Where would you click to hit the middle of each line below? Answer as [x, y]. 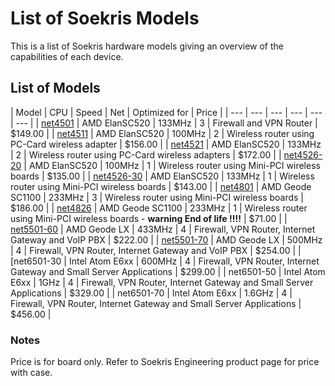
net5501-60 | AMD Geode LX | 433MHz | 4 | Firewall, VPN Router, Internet [163, 229]
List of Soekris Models [105, 18]
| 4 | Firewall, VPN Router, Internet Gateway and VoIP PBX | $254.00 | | [156, 250]
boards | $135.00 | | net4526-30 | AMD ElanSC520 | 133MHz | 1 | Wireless [162, 176]
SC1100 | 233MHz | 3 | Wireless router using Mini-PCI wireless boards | [157, 197]
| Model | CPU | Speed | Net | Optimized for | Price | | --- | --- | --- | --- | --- [166, 112]
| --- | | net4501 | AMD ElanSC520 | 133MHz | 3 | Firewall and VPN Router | [164, 123]
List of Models [55, 88]
